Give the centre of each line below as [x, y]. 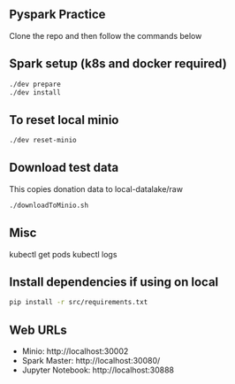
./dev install [35, 92]
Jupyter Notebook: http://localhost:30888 [98, 370]
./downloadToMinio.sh [49, 205]
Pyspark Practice [57, 15]
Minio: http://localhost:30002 [75, 351]
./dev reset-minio [43, 141]
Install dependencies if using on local [114, 282]
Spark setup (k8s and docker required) [118, 64]
